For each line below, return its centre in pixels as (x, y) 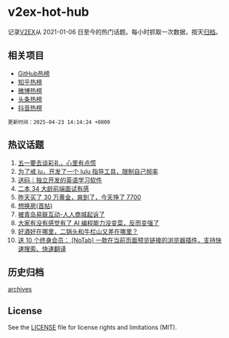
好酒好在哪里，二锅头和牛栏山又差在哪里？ (78, 232)
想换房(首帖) (35, 205)
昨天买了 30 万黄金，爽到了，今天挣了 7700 (79, 197)
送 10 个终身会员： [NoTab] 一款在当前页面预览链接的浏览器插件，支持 (117, 240)
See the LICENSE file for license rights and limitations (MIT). (93, 328)
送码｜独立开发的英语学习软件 (60, 180)
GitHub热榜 (34, 74)
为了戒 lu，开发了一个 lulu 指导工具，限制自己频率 (88, 171)
